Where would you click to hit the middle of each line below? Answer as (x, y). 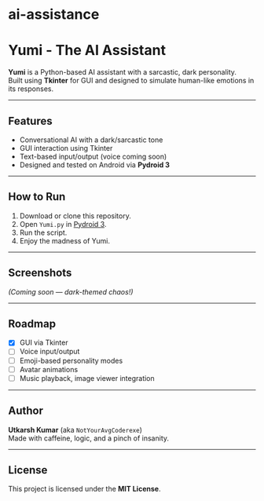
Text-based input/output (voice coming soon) (93, 156)
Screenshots (40, 273)
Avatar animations (49, 369)
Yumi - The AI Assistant (87, 51)
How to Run (37, 197)
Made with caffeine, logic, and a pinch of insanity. (89, 438)
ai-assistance (54, 15)
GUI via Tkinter (44, 342)
